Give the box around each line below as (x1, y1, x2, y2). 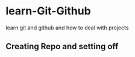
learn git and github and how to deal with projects (5, 24, 129, 31)
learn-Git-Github (5, 4, 91, 18)
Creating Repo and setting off (5, 41, 119, 52)
